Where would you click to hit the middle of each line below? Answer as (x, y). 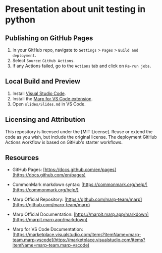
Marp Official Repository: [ (39, 199)
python (20, 20)
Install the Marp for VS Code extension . (53, 98)
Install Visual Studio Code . (39, 93)
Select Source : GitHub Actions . (44, 60)
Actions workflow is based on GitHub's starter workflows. (64, 142)
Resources (22, 158)
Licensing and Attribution (45, 120)
